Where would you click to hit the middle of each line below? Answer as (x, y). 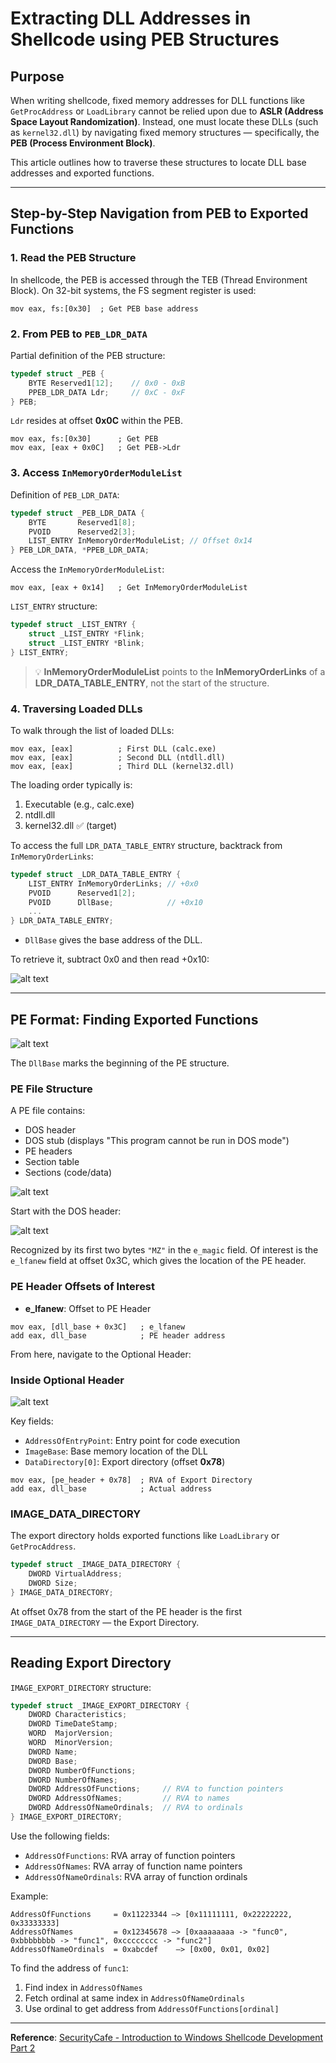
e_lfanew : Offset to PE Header (88, 1308)
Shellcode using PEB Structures (145, 39)
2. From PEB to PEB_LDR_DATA (79, 334)
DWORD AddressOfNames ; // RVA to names (129, 1798)
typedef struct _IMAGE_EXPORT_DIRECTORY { (100, 1705)
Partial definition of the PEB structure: (88, 355)
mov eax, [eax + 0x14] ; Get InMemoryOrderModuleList (129, 588)
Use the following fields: (60, 1836)
